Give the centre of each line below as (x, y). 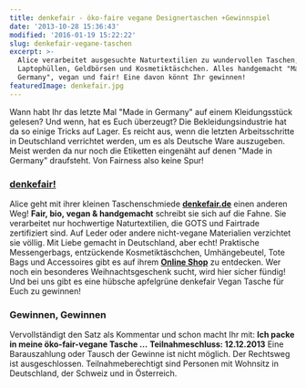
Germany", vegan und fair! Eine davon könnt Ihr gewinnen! (132, 78)
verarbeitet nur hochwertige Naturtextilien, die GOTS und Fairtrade (134, 223)
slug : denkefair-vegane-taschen (71, 43)
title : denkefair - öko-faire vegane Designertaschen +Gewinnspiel (140, 18)
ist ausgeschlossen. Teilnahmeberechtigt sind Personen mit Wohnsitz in (144, 364)
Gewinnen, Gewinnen (58, 314)
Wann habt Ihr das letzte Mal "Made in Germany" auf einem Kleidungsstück (151, 111)
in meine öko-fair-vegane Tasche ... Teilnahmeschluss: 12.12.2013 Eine (147, 344)
